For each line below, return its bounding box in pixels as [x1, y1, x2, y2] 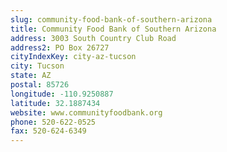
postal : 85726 [10, 80, 70, 90]
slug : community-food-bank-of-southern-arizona [10, 14, 213, 25]
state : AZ [10, 71, 52, 81]
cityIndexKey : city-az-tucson [10, 52, 137, 62]
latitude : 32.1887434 [10, 98, 101, 108]
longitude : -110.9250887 [10, 89, 114, 99]
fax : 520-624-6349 [10, 126, 87, 136]
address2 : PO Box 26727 [10, 42, 110, 53]
